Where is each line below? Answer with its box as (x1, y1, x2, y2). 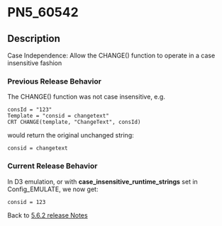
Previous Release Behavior (7, 76, 101, 86)
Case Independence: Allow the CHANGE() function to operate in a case (7, 51, 216, 60)
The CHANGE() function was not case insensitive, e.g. (7, 93, 165, 101)
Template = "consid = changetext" (7, 113, 110, 120)
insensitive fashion (7, 59, 62, 67)
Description (7, 33, 60, 45)
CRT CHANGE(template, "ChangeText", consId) (7, 118, 141, 126)
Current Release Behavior (7, 161, 98, 171)
